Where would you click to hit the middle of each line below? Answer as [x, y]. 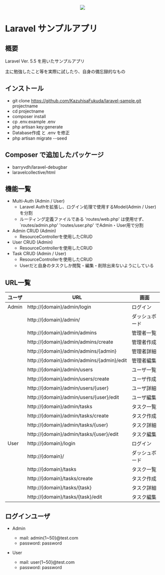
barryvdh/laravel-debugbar [40, 167]
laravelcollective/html [34, 172]
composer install [29, 116]
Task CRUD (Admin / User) [39, 254]
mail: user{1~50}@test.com [47, 562]
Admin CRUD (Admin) [34, 231]
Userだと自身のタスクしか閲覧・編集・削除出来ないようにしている [87, 266]
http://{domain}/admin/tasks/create [68, 416]
